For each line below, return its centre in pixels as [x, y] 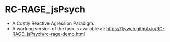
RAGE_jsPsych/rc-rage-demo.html [48, 34]
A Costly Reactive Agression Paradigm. [53, 23]
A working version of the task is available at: [58, 28]
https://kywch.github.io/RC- [135, 28]
